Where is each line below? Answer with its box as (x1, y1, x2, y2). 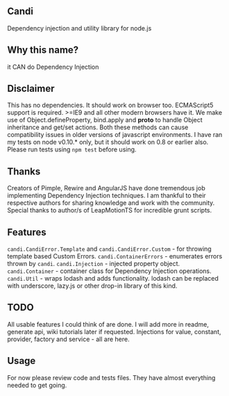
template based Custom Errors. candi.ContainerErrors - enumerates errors (7, 252, 223, 261)
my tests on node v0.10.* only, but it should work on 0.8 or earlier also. (7, 138, 209, 147)
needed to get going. (7, 381, 67, 389)
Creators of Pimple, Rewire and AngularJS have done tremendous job (7, 184, 206, 192)
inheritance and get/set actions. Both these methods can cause (7, 123, 189, 131)
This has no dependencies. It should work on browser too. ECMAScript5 (7, 101, 214, 110)
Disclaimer (7, 83, 55, 94)
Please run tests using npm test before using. (7, 145, 137, 154)
